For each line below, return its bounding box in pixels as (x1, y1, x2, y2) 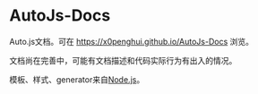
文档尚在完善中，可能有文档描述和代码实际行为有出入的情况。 (9, 55, 237, 65)
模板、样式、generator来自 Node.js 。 (9, 73, 145, 85)
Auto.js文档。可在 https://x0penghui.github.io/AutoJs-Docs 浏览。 (9, 36, 254, 47)
